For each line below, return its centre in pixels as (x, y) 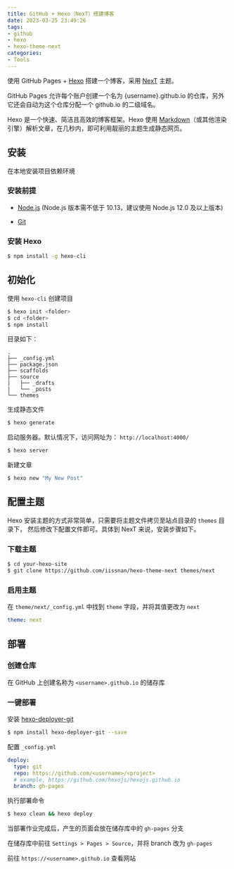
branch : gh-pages (39, 787)
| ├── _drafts (31, 383)
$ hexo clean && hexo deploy (50, 814)
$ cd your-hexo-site (38, 565)
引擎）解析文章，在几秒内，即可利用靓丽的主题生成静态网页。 (97, 128)
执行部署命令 (26, 801)
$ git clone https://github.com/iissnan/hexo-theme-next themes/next (111, 571)
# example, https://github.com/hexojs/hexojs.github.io (97, 779)
